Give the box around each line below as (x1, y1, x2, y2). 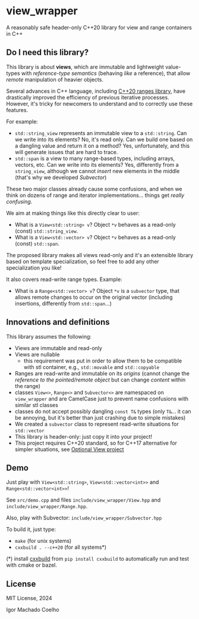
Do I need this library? (6, 48, 89, 58)
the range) (14, 382, 40, 389)
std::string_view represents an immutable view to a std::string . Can (14, 129, 187, 136)
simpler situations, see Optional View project (14, 445, 124, 453)
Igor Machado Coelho (6, 606, 59, 614)
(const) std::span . (14, 240, 59, 247)
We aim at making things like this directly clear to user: (6, 210, 140, 217)
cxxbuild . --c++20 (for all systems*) (14, 543, 107, 551)
